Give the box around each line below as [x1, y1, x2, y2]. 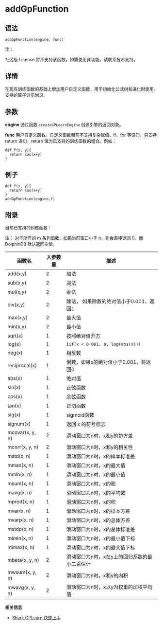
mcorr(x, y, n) [7, 444, 39, 450]
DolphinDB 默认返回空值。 [5, 241, 57, 247]
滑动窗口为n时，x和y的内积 [66, 572, 129, 579]
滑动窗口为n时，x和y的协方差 [66, 432, 133, 439]
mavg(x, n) [7, 489, 33, 496]
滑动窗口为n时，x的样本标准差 [66, 453, 135, 460]
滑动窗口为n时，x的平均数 [66, 490, 126, 497]
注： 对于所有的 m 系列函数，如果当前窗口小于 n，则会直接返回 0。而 [5, 235, 144, 241]
